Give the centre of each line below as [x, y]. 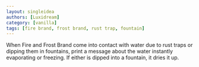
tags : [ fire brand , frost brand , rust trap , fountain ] [75, 28]
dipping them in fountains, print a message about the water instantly [90, 52]
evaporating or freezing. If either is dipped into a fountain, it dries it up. [93, 58]
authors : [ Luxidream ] [33, 17]
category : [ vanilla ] [32, 23]
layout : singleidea [30, 12]
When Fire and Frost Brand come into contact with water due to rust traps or [99, 45]
